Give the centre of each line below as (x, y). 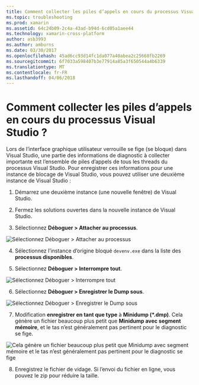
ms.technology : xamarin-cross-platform (55, 34)
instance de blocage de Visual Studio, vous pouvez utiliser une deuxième (95, 174)
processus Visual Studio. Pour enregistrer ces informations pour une (90, 168)
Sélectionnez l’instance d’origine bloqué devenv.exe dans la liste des (98, 251)
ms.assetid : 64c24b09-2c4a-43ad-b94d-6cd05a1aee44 (70, 28)
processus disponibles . (44, 257)
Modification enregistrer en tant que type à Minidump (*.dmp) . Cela (99, 315)
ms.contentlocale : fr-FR (37, 72)
